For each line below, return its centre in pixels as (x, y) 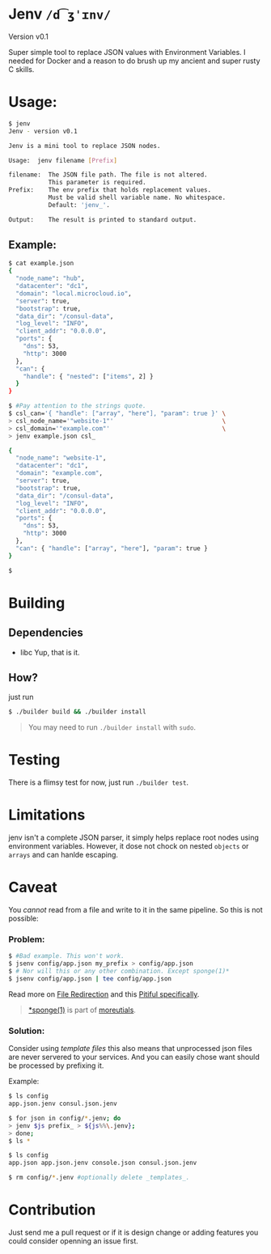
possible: (23, 918)
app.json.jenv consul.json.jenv (63, 1104)
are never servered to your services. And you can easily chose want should (134, 1057)
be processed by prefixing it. (56, 1065)
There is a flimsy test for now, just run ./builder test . (98, 782)
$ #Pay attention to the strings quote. (78, 406)
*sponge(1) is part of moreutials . (82, 1010)
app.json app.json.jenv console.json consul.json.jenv (103, 1163)
